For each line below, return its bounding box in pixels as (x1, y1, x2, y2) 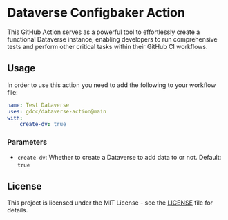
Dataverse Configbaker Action (7, 5, 185, 21)
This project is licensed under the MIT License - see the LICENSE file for (7, 199, 213, 207)
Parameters (7, 137, 47, 147)
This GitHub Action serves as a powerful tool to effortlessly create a (7, 28, 200, 36)
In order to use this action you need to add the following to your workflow (7, 81, 216, 89)
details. (7, 206, 28, 214)
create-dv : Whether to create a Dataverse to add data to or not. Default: (17, 153, 222, 161)
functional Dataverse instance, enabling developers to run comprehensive (7, 35, 218, 43)
